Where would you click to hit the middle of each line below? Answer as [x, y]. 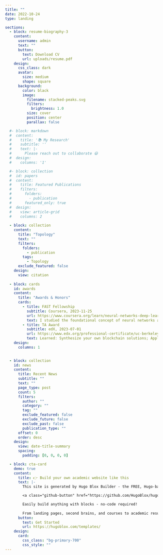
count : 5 [27, 392]
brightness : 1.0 [47, 109]
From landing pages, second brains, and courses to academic [86, 513]
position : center [44, 118]
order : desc [30, 437]
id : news [23, 365]
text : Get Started [41, 522]
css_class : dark [34, 68]
